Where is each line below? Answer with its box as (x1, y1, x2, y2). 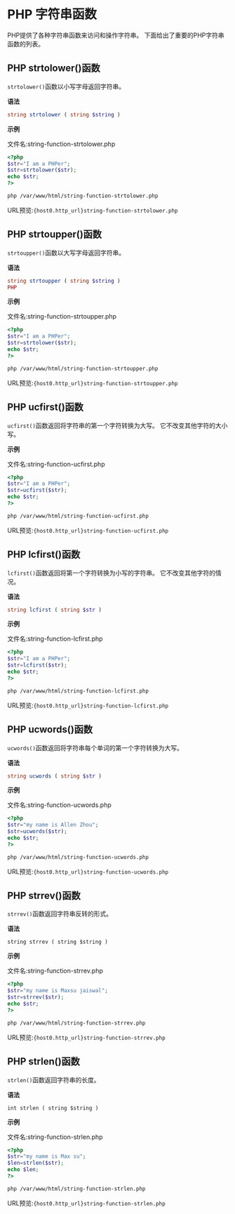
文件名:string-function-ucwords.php (7, 801, 112, 809)
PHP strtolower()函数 (7, 62, 100, 74)
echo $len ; (7, 1166, 39, 1173)
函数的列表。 (7, 39, 44, 48)
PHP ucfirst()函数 (7, 401, 84, 413)
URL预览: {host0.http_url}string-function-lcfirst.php (7, 701, 169, 709)
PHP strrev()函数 (7, 890, 81, 902)
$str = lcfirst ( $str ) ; (7, 662, 68, 669)
